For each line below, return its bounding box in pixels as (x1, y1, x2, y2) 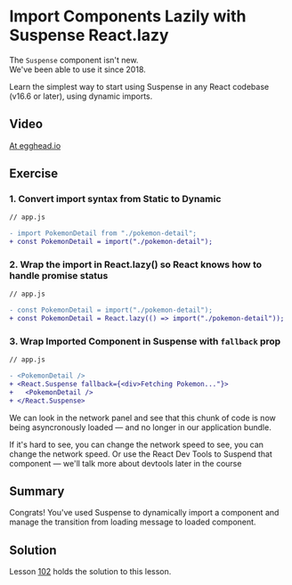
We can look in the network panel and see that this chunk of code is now (9, 412, 276, 423)
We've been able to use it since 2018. (9, 64, 147, 75)
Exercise (9, 167, 59, 182)
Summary (9, 483, 65, 500)
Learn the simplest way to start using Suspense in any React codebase (9, 81, 270, 92)
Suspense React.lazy (9, 25, 169, 45)
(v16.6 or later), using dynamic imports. (9, 91, 153, 102)
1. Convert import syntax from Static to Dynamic (9, 193, 222, 206)
